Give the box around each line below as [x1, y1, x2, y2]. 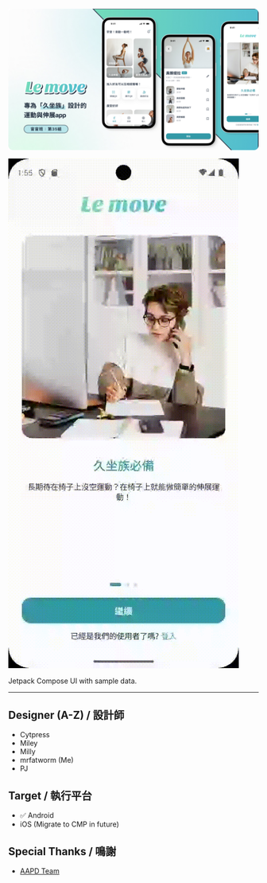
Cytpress [19, 730, 50, 740]
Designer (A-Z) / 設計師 [8, 708, 125, 721]
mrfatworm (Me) [19, 756, 74, 765]
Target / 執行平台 [8, 789, 93, 803]
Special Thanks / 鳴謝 [8, 845, 117, 858]
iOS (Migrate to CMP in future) [19, 819, 119, 829]
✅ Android [19, 811, 54, 820]
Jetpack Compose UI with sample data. [8, 676, 137, 686]
